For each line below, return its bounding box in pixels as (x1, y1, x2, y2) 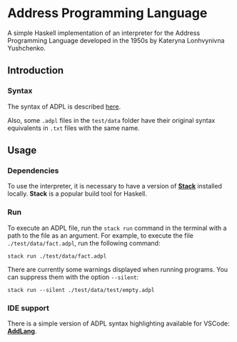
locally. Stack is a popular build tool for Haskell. (7, 189, 148, 198)
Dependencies (7, 166, 59, 176)
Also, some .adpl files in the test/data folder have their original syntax (7, 116, 216, 124)
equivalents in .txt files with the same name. (7, 124, 141, 132)
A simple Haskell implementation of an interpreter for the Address (7, 29, 201, 37)
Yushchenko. (7, 44, 46, 52)
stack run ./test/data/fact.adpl (7, 252, 107, 260)
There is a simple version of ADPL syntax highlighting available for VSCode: (7, 319, 230, 328)
